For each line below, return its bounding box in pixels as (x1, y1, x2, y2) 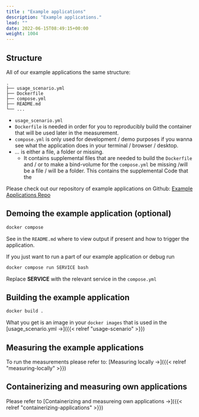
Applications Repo (6, 191, 51, 198)
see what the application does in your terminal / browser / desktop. (14, 142, 179, 149)
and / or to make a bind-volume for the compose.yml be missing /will (23, 161, 188, 168)
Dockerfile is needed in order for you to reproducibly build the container (14, 123, 192, 130)
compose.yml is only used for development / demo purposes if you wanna (14, 135, 192, 143)
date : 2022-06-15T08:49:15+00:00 (6, 25, 89, 32)
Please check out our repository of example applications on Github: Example (6, 185, 193, 192)
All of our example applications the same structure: (6, 68, 131, 76)
